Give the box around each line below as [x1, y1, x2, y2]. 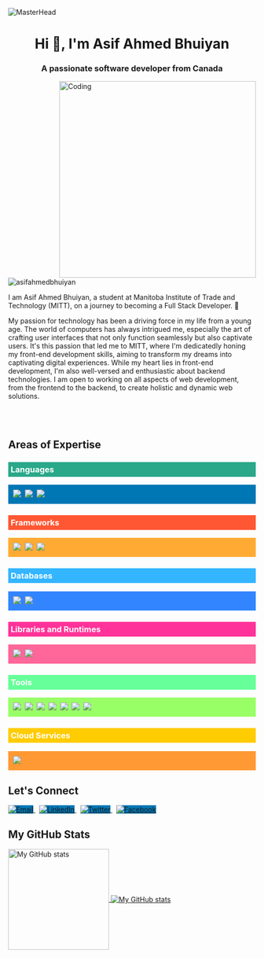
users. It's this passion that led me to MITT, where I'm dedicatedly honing [8, 341, 246, 351]
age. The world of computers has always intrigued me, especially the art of [8, 325, 251, 334]
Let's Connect [8, 784, 79, 798]
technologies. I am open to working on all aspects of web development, [8, 374, 240, 385]
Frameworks [10, 518, 60, 529]
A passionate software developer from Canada [41, 63, 223, 74]
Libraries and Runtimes [10, 624, 101, 635]
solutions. [8, 392, 40, 401]
